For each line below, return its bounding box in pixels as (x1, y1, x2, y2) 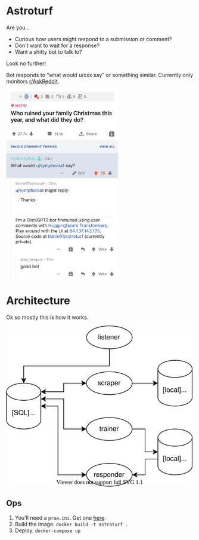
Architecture (6, 294, 70, 308)
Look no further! (6, 60, 46, 67)
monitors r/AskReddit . (6, 78, 60, 85)
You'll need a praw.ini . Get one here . (14, 514, 106, 521)
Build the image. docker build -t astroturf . (14, 520, 129, 527)
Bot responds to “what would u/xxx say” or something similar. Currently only (6, 71, 194, 78)
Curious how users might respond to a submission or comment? (14, 35, 172, 42)
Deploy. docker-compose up (14, 527, 81, 534)
